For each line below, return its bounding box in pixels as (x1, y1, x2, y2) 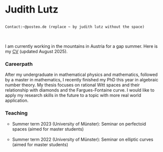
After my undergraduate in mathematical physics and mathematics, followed (5, 72, 158, 77)
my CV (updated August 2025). (5, 49, 68, 54)
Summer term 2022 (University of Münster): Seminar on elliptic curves (12, 136, 153, 142)
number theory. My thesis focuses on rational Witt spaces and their (5, 82, 140, 88)
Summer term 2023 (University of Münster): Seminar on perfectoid (12, 121, 146, 127)
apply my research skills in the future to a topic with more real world (5, 93, 142, 98)
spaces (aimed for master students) (12, 126, 84, 132)
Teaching (5, 110, 28, 116)
